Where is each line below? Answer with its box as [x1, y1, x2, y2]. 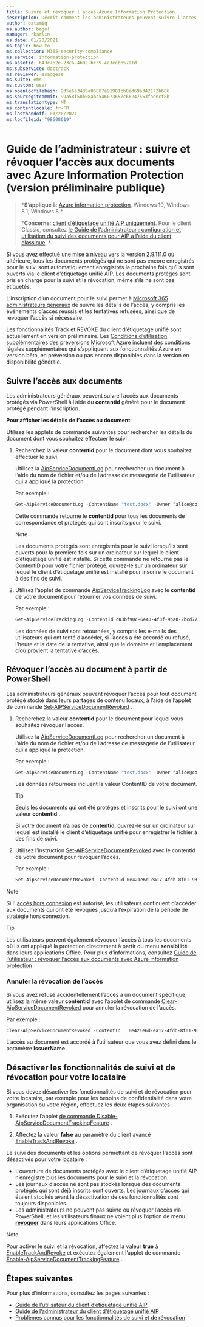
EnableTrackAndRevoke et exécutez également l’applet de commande [6, 1249, 181, 1256]
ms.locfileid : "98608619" [6, 116, 72, 122]
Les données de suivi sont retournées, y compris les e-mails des [15, 627, 177, 635]
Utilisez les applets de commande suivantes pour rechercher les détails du [6, 429, 193, 435]
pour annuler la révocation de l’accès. [82, 1004, 177, 1011]
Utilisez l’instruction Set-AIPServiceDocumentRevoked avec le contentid [15, 847, 196, 854]
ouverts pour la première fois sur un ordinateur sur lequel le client [15, 548, 179, 556]
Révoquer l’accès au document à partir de [6, 664, 168, 675]
